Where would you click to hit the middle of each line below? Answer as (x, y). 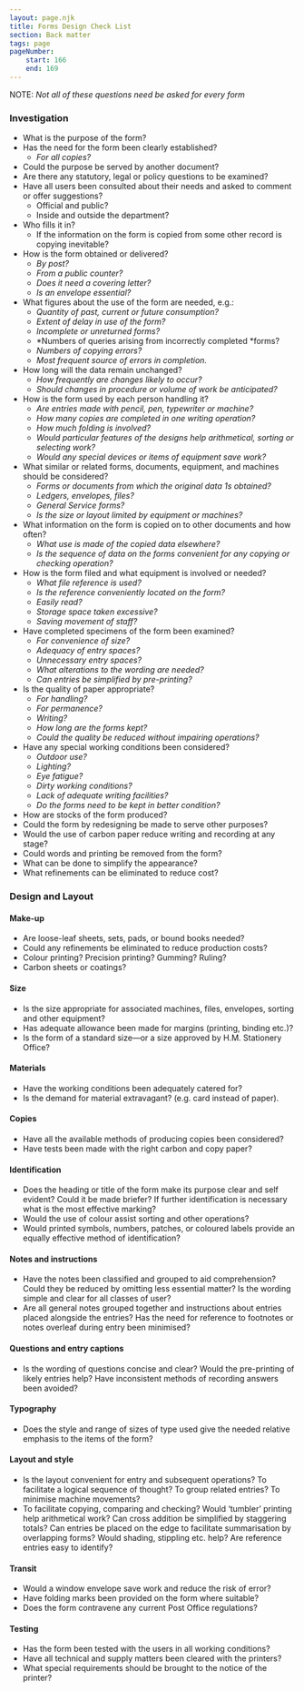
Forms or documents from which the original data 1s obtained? (154, 486)
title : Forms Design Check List (70, 26)
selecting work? (66, 448)
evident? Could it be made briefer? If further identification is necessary (155, 1200)
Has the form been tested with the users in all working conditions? (146, 1649)
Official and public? (72, 206)
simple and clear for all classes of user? (97, 1299)
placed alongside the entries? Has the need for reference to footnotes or (158, 1318)
